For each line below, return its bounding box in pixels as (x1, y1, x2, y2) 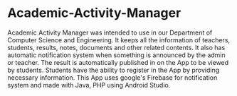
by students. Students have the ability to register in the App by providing (7, 66, 219, 74)
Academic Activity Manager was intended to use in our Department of (7, 28, 213, 37)
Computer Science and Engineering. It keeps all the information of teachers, (7, 35, 230, 44)
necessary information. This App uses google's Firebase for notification (7, 73, 218, 82)
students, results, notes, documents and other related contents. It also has (7, 43, 226, 52)
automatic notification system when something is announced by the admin (7, 51, 226, 59)
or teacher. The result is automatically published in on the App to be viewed (7, 58, 229, 66)
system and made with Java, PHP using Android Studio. (7, 80, 171, 89)
